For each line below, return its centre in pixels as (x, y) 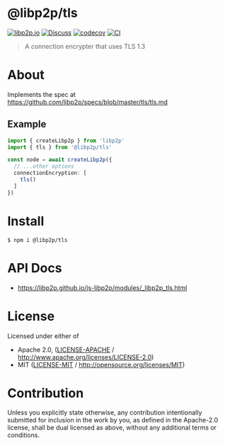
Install (26, 221)
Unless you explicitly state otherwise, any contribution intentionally (105, 412)
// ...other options (44, 167)
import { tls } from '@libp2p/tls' (60, 147)
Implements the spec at (42, 94)
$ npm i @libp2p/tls (38, 240)
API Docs (35, 268)
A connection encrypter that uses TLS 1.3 (85, 46)
